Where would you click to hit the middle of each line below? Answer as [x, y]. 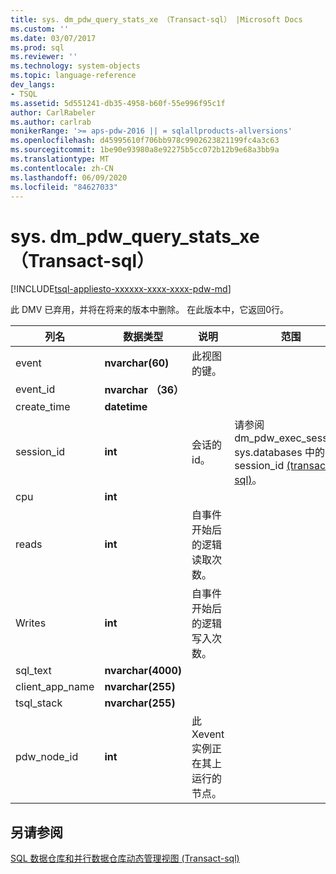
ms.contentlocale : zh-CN [62, 168]
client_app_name [55, 687]
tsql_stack [39, 703]
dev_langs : [33, 85]
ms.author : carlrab [51, 122]
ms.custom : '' [40, 29]
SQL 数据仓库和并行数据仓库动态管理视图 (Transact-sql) [125, 858]
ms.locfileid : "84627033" [64, 187]
